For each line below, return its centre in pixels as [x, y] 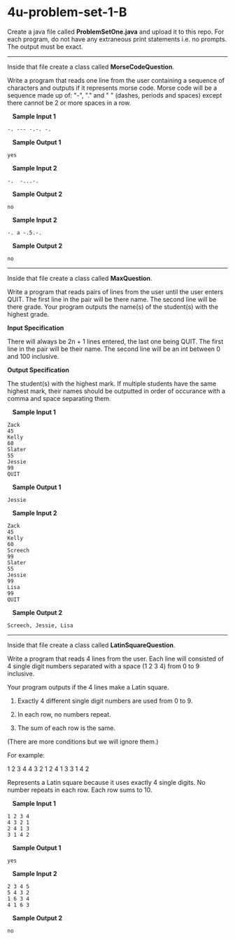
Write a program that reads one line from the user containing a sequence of [116, 80]
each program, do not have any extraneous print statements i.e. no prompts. [117, 39]
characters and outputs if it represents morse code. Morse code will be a [112, 88]
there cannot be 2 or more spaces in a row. [69, 102]
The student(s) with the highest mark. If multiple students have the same [112, 383]
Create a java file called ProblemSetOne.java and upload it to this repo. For [116, 32]
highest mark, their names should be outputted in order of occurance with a [116, 391]
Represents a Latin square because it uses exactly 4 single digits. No [106, 782]
